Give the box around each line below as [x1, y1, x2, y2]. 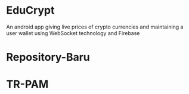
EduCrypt [6, 4, 55, 17]
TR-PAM [6, 78, 49, 91]
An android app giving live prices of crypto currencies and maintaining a [6, 23, 184, 30]
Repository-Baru [6, 51, 91, 64]
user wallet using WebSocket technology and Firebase [6, 29, 140, 36]
